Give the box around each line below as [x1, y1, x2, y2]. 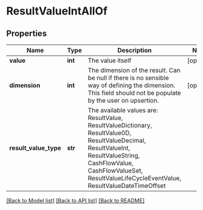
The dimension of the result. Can [87, 66, 181, 74]
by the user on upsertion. [87, 97, 159, 104]
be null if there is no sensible [87, 74, 169, 82]
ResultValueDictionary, [87, 121, 152, 129]
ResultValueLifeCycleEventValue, [87, 174, 182, 182]
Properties [6, 28, 47, 39]
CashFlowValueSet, [87, 167, 143, 174]
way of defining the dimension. [87, 81, 176, 89]
